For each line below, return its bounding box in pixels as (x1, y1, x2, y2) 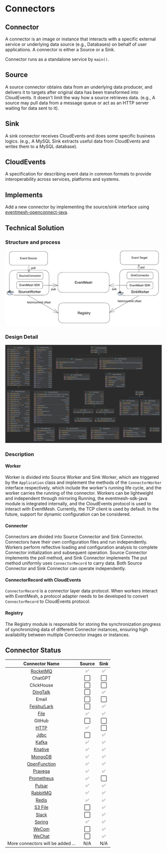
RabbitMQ (31, 790, 52, 796)
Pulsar (34, 783, 48, 789)
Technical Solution (5, 224, 65, 232)
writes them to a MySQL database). (5, 143, 78, 149)
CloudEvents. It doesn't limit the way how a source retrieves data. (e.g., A (5, 94, 156, 100)
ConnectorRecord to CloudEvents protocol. (5, 598, 90, 604)
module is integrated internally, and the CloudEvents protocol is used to (5, 501, 152, 507)
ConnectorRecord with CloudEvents (5, 576, 81, 583)
